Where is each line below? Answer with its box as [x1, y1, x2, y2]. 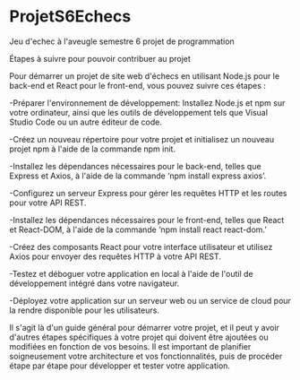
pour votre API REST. [9, 197, 87, 208]
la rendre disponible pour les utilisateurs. [9, 305, 159, 315]
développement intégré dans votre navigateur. [9, 278, 180, 289]
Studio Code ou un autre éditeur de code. [9, 117, 163, 127]
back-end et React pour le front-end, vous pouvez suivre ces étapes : [9, 80, 267, 91]
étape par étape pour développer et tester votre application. [9, 360, 231, 371]
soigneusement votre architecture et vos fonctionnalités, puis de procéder [9, 350, 283, 361]
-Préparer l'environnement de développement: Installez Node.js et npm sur [9, 97, 286, 108]
